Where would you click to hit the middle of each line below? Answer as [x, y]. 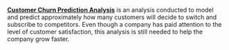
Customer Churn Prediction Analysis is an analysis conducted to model [110, 10]
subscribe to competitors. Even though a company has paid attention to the [114, 24]
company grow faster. [38, 39]
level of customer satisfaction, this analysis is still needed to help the [105, 32]
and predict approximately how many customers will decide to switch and [112, 17]
